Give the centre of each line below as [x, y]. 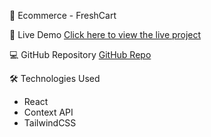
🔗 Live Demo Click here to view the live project [105, 34]
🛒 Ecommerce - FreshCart [63, 15]
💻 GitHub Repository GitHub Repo [80, 54]
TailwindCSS [50, 123]
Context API [48, 112]
